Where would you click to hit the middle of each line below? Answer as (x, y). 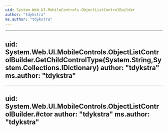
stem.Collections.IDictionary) (52, 68)
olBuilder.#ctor (29, 114)
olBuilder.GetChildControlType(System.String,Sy (83, 60)
